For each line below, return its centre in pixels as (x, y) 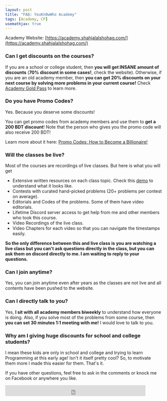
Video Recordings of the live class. (48, 223)
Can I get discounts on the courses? (50, 56)
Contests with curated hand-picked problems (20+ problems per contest (87, 191)
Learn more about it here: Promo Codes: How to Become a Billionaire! (77, 142)
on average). (25, 197)
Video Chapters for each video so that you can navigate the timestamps (86, 228)
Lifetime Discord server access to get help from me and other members (86, 212)
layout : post (19, 10)
